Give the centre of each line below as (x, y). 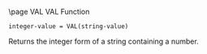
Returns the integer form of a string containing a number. (103, 41)
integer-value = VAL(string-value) (69, 27)
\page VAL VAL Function (49, 12)
